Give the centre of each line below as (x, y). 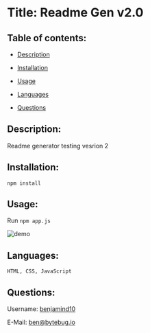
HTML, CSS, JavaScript (39, 272)
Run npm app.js (29, 220)
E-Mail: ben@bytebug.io (41, 322)
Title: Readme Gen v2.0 (75, 13)
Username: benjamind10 (41, 309)
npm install (24, 183)
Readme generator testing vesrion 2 (58, 146)
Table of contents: (47, 38)
